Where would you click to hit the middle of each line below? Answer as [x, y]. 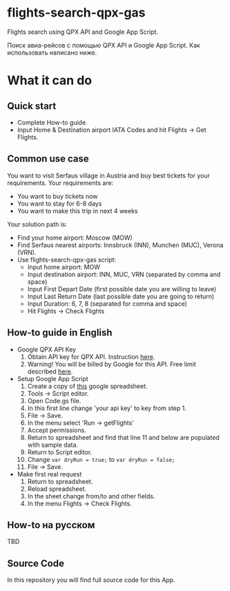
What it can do [49, 80]
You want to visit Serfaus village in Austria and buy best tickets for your [109, 175]
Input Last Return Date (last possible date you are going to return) [121, 296]
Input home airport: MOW [64, 267]
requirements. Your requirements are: [60, 183]
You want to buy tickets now [57, 196]
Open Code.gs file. [54, 400]
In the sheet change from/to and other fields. [91, 496]
